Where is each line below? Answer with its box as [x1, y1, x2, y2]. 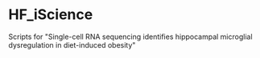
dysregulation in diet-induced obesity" [8, 40, 136, 49]
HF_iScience [8, 6, 93, 24]
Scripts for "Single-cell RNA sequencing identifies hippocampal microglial [8, 32, 253, 41]
